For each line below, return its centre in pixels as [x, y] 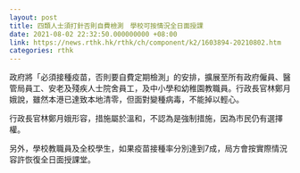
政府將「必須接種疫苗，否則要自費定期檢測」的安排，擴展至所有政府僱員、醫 [150, 78]
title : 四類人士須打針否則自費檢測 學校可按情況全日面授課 [106, 26]
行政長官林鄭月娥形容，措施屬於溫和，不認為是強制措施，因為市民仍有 [138, 119]
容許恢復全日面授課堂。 [52, 160]
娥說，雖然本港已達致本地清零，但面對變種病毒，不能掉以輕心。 [126, 100]
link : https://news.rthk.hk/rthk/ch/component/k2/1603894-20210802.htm [145, 42]
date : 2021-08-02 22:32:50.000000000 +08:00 [93, 34]
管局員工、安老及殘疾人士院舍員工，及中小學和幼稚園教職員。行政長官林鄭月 [150, 88]
